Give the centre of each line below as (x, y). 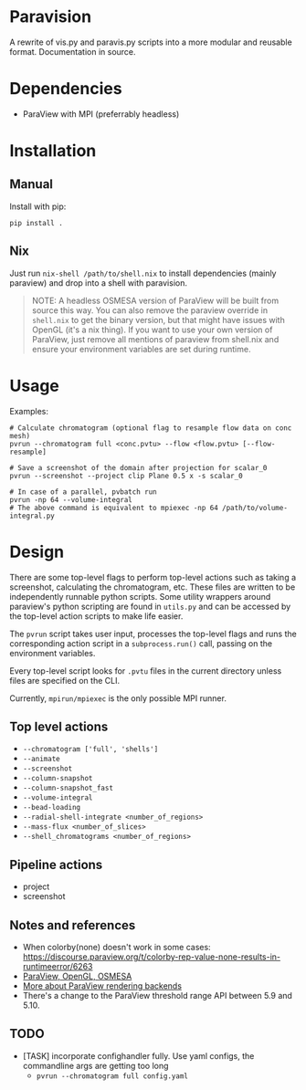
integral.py (32, 516)
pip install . (37, 223)
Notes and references (73, 925)
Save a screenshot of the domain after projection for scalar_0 (142, 467)
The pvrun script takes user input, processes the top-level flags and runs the (153, 634)
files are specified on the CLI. (65, 680)
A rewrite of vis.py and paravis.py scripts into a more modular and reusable (151, 42)
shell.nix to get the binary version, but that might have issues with (158, 320)
